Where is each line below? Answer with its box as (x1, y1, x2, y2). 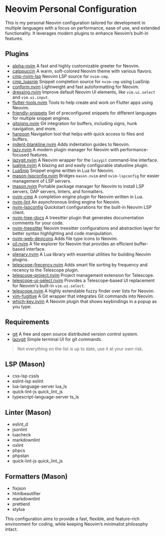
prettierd (12, 501, 30, 507)
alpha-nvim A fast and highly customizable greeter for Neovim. (12, 63, 140, 68)
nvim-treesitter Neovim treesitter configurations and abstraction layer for (12, 225, 160, 231)
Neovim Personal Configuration (5, 3, 137, 15)
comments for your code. (12, 220, 64, 226)
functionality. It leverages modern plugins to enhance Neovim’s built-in (5, 30, 149, 36)
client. (12, 209, 25, 215)
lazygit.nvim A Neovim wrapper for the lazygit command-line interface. (12, 157, 159, 163)
